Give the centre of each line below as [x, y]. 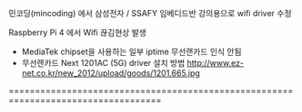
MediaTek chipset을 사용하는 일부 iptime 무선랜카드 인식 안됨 [131, 51]
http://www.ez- [216, 63]
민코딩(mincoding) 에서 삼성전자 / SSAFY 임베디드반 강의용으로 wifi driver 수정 [150, 13]
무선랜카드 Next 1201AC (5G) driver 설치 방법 [103, 63]
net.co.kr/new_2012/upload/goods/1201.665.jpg [111, 73]
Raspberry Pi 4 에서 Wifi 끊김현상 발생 [78, 33]
